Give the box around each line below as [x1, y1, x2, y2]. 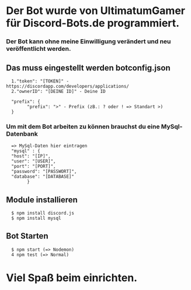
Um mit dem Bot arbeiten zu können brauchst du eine [6, 122, 160, 130]
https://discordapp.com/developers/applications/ [6, 83, 130, 89]
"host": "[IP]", [11, 153, 51, 159]
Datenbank [6, 130, 38, 138]
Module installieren [6, 195, 78, 205]
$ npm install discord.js [11, 210, 75, 216]
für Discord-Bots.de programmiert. [6, 16, 180, 30]
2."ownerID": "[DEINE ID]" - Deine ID [11, 88, 106, 94]
